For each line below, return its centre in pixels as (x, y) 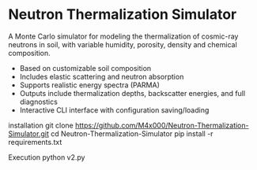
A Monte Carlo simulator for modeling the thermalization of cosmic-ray (123, 36)
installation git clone (41, 125)
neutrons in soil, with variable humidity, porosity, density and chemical (123, 44)
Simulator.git (28, 133)
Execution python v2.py (47, 157)
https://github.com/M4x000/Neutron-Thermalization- (162, 125)
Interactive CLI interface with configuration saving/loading (114, 110)
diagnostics (38, 102)
